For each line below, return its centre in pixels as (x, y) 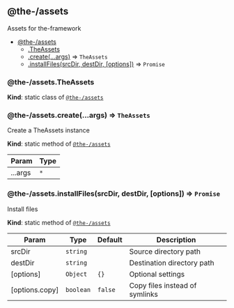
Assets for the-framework (44, 28)
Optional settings (157, 274)
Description (176, 240)
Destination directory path (172, 263)
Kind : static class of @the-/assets (55, 98)
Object (77, 274)
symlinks (144, 294)
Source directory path (165, 252)
